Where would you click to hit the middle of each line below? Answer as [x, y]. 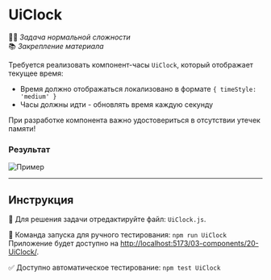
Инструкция [41, 200]
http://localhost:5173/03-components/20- [190, 244]
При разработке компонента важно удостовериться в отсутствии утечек [134, 120]
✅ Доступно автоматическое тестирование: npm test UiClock [115, 268]
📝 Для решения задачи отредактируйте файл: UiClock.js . [107, 220]
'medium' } [38, 97]
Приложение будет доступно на [64, 244]
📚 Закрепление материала [56, 46]
